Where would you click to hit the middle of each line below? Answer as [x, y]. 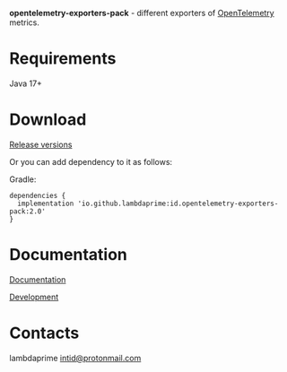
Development [34, 297]
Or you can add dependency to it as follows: [91, 161]
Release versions [41, 144]
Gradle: [23, 179]
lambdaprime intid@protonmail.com [75, 358]
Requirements [63, 59]
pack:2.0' [28, 211]
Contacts [44, 333]
